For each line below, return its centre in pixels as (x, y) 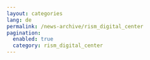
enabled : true (33, 39)
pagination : (24, 33)
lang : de (19, 20)
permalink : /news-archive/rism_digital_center (75, 26)
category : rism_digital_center (58, 46)
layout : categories (35, 13)
